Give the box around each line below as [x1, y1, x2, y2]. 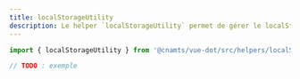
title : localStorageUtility [9, 12, 114, 22]
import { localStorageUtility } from [9, 45, 150, 54]
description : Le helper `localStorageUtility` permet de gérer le [9, 21, 262, 30]
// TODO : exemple [9, 61, 78, 71]
